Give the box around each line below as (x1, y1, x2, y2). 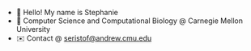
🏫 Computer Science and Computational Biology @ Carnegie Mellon (15, 16, 244, 25)
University (15, 25, 51, 33)
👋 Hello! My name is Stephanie (15, 8, 119, 17)
